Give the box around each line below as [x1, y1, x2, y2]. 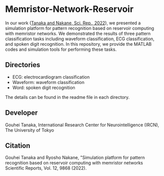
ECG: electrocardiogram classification [12, 74, 90, 80]
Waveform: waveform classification [12, 79, 85, 85]
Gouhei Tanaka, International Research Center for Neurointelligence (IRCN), [5, 122, 160, 128]
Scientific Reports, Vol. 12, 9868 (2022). [5, 165, 87, 171]
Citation [5, 141, 31, 150]
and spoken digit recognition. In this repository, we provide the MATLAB [5, 41, 152, 47]
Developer [5, 108, 38, 117]
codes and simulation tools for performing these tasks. [5, 46, 117, 52]
